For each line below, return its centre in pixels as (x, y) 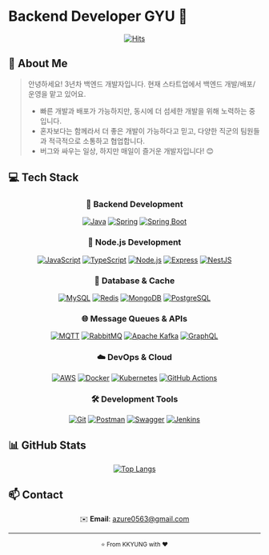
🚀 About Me (38, 64)
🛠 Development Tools (134, 399)
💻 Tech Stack (44, 178)
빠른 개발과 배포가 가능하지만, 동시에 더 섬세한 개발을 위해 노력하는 (143, 110)
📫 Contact (36, 495)
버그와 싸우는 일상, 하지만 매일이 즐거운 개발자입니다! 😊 (127, 150)
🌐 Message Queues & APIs (134, 318)
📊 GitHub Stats (47, 446)
